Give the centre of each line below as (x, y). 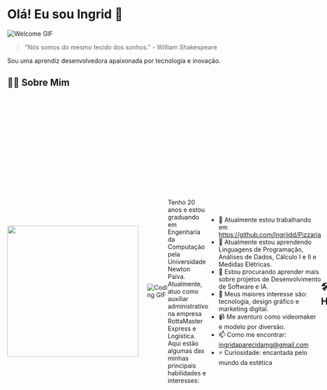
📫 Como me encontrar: (253, 335)
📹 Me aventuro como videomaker (268, 317)
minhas (178, 358)
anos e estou (186, 210)
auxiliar (178, 298)
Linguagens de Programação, (261, 250)
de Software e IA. (244, 287)
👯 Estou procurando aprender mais (269, 272)
